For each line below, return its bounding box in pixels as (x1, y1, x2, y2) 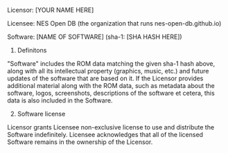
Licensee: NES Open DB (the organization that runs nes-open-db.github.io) (7, 19, 222, 27)
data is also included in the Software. (7, 96, 113, 105)
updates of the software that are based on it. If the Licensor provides (7, 74, 204, 82)
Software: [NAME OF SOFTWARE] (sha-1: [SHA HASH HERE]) (7, 33, 182, 41)
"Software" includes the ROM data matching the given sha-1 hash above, (7, 60, 216, 68)
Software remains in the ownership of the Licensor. (7, 138, 153, 146)
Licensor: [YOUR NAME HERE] (7, 6, 94, 14)
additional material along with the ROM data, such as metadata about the (7, 82, 215, 89)
